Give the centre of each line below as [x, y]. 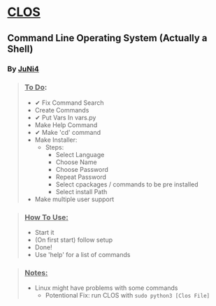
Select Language [80, 154]
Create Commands [62, 110]
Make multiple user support [74, 199]
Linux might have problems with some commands [106, 288]
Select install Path [81, 191]
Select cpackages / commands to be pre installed [127, 184]
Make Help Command [66, 125]
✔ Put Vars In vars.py [65, 117]
